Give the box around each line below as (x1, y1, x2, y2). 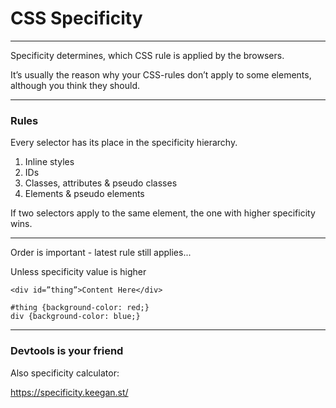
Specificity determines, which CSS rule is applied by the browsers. (10, 49, 285, 61)
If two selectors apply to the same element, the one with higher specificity (10, 207, 316, 219)
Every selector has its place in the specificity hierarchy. (10, 137, 238, 149)
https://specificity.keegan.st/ (10, 386, 129, 398)
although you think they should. (10, 79, 141, 91)
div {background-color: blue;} (10, 312, 141, 322)
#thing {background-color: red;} (10, 303, 150, 313)
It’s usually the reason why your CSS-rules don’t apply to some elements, (10, 68, 312, 81)
